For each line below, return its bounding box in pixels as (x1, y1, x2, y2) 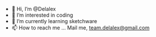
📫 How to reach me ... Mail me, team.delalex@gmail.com (11, 24, 150, 31)
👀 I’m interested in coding (11, 12, 74, 18)
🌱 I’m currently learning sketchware (11, 18, 98, 24)
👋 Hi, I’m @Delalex (11, 6, 56, 12)
